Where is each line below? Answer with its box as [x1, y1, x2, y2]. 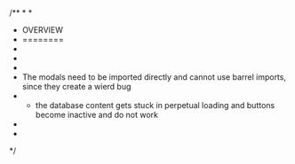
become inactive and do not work [35, 110, 158, 120]
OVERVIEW [21, 25, 64, 35]
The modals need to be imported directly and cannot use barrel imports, [21, 72, 287, 82]
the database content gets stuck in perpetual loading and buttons [35, 100, 275, 110]
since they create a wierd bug [21, 82, 132, 91]
